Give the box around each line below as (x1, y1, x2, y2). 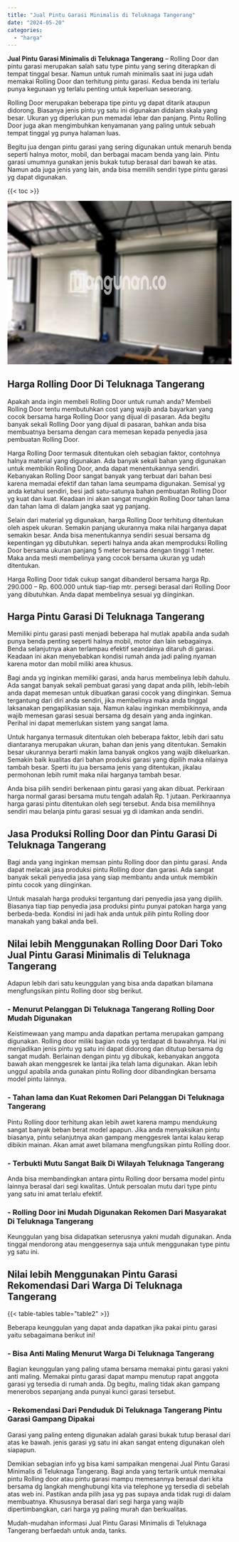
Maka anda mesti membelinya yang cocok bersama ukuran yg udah (7, 553, 206, 562)
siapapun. (7, 1445, 37, 1454)
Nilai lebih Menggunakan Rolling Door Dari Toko (7, 938, 223, 950)
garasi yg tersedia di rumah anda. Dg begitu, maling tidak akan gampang (7, 1380, 221, 1389)
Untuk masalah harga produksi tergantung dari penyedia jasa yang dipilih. (7, 894, 223, 903)
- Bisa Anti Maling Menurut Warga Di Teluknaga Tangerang (7, 1348, 215, 1358)
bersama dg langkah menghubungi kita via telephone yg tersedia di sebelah (7, 1482, 230, 1491)
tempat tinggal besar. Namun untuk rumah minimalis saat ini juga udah (7, 70, 213, 78)
